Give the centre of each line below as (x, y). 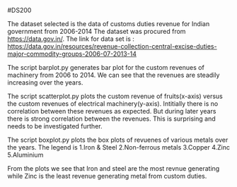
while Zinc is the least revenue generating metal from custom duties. (107, 176)
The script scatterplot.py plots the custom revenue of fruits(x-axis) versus (115, 96)
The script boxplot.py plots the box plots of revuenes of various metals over (118, 140)
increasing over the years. (45, 83)
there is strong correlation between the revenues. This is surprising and (111, 119)
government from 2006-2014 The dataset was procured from (97, 31)
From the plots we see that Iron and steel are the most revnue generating (114, 168)
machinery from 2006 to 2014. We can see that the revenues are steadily (114, 75)
